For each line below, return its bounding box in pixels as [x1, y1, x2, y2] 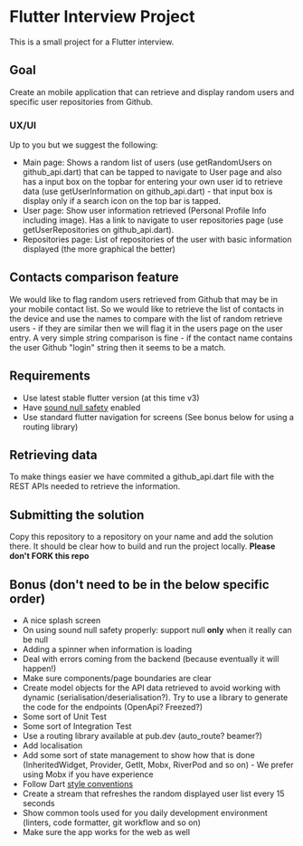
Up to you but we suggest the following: [9, 139, 158, 150]
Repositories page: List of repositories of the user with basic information [22, 234, 292, 245]
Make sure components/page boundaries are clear [22, 673, 213, 684]
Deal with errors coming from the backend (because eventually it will [22, 654, 279, 665]
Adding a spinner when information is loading [22, 644, 193, 655]
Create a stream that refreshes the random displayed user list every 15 [22, 788, 285, 799]
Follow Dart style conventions [22, 779, 134, 790]
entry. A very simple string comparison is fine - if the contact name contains [9, 332, 293, 343]
